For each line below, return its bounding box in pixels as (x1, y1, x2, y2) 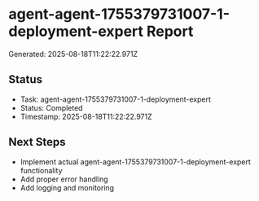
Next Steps (8, 135, 66, 149)
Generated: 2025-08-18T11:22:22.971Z (8, 49, 138, 59)
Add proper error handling (20, 174, 108, 184)
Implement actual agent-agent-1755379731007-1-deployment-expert (20, 156, 251, 167)
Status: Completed (20, 103, 83, 112)
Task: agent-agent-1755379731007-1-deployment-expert (20, 94, 212, 104)
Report (146, 22, 194, 41)
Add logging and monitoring (20, 182, 115, 192)
